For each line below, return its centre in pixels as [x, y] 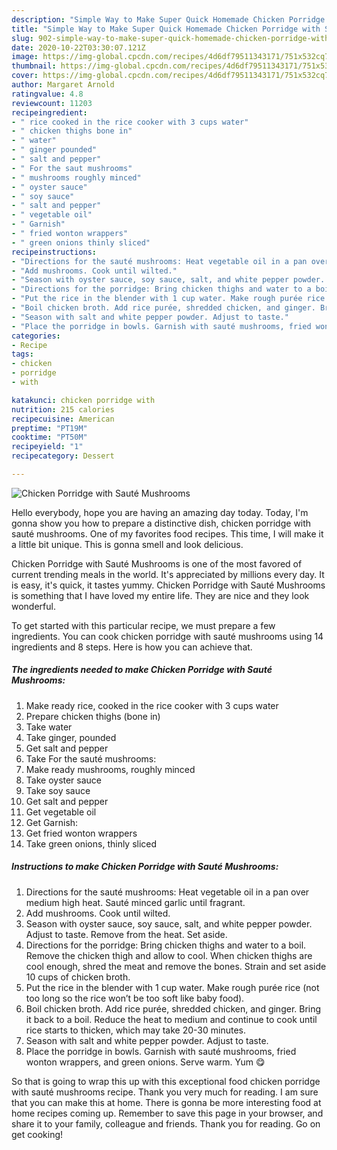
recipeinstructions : [54, 252]
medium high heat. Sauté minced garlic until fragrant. [135, 902]
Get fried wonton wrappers [81, 833]
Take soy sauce [58, 790]
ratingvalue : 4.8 [47, 94]
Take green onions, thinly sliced [91, 843]
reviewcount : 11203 [52, 103]
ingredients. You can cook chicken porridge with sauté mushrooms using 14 [167, 636]
